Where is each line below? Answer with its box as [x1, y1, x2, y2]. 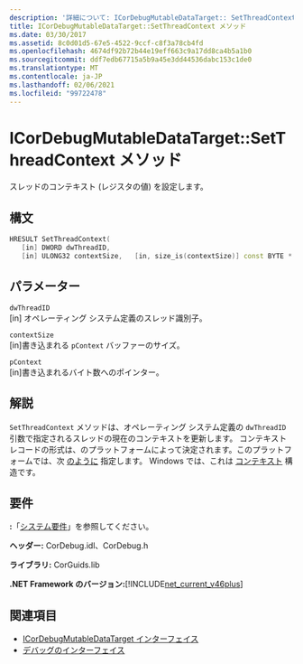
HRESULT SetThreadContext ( [9, 235, 111, 244]
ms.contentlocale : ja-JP [9, 72, 103, 81]
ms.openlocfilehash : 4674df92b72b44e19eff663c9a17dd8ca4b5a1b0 [9, 47, 252, 56]
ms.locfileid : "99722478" [9, 89, 106, 98]
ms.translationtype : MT [9, 64, 99, 73]
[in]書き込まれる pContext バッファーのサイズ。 [9, 340, 185, 351]
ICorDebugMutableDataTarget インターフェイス [22, 633, 199, 644]
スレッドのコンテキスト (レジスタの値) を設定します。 [9, 182, 209, 192]
